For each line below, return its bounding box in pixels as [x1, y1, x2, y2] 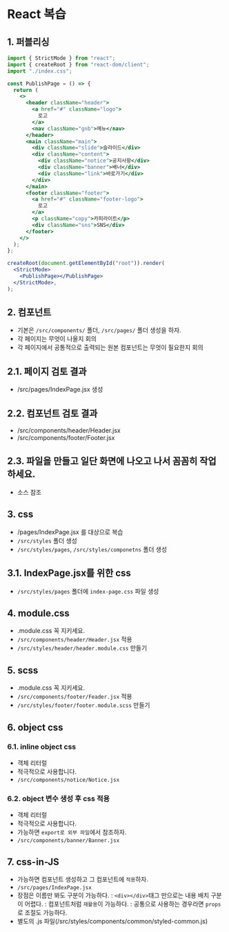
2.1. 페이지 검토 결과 [7, 365, 87, 377]
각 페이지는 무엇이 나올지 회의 [17, 335, 97, 343]
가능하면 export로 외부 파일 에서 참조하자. [17, 828, 127, 837]
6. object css [7, 721, 63, 733]
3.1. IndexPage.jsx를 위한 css [7, 567, 131, 579]
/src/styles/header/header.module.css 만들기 [17, 644, 148, 652]
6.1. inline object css [7, 742, 77, 751]
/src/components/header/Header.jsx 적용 [17, 635, 132, 643]
